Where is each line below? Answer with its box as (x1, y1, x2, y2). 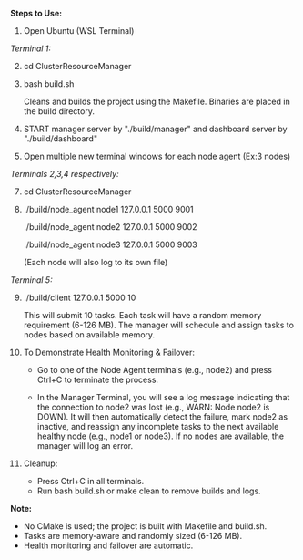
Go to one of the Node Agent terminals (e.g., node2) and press (36, 365, 272, 375)
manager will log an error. (36, 441, 134, 451)
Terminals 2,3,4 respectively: (10, 169, 119, 179)
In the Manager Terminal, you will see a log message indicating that (36, 392, 290, 402)
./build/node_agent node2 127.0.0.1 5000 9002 (23, 222, 197, 232)
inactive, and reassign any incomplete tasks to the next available (36, 421, 279, 431)
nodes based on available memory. (23, 329, 156, 340)
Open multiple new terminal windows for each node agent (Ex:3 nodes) (23, 150, 291, 161)
